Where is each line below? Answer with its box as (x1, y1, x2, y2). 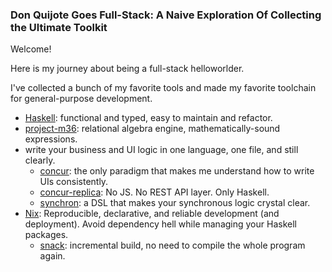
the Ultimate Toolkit (10, 20, 108, 34)
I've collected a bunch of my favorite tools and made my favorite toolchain (10, 82, 317, 94)
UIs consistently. (39, 176, 109, 188)
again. (39, 250, 66, 262)
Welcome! (10, 43, 52, 55)
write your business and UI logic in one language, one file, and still (24, 144, 299, 156)
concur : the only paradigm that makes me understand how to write (39, 165, 315, 177)
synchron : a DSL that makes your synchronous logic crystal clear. (39, 197, 311, 209)
